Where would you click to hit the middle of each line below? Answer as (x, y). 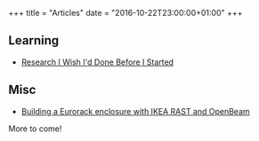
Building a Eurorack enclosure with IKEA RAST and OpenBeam (135, 111)
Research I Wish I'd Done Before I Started (97, 62)
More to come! (35, 129)
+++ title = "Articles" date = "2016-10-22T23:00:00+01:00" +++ (125, 13)
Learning (34, 40)
